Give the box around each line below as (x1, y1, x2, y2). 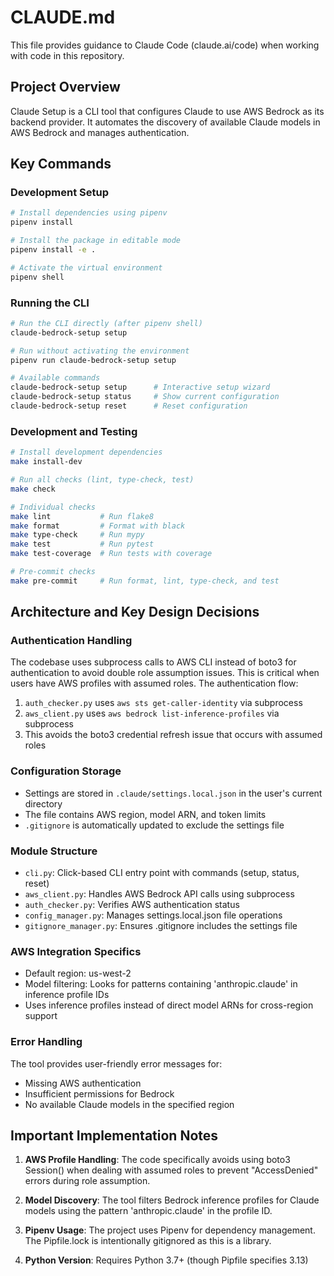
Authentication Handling (10, 634, 133, 648)
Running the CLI (10, 296, 90, 310)
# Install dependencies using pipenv (10, 208, 168, 218)
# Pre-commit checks (10, 567, 97, 577)
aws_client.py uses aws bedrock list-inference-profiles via (24, 707, 280, 720)
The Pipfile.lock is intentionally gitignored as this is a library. (24, 1235, 272, 1247)
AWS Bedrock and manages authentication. (10, 126, 190, 138)
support (24, 1010, 58, 1022)
